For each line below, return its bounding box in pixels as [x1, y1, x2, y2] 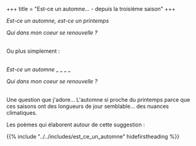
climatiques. [6, 109, 37, 116]
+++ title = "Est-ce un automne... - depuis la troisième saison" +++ [6, 6, 176, 12]
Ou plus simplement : [6, 47, 60, 55]
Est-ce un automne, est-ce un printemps [6, 17, 109, 24]
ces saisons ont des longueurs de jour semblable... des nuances [6, 102, 169, 110]
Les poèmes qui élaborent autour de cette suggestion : [6, 121, 146, 128]
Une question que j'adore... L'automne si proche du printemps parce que [6, 96, 190, 103]
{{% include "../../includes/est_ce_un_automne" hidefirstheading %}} [6, 133, 180, 140]
